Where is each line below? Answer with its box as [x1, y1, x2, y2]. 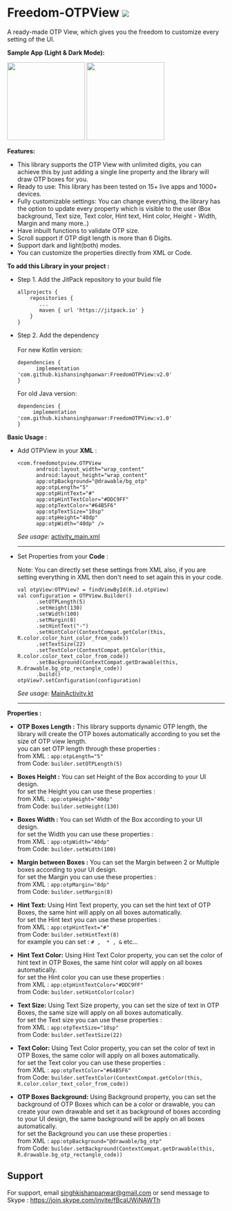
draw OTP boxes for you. [17, 175, 88, 183]
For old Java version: [17, 389, 77, 397]
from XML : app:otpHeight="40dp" [17, 794, 113, 802]
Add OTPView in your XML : [17, 446, 97, 454]
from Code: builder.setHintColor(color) [17, 987, 135, 996]
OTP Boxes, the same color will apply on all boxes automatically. [17, 1051, 200, 1059]
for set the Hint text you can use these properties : [17, 915, 161, 923]
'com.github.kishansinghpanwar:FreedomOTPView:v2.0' [17, 371, 173, 378]
